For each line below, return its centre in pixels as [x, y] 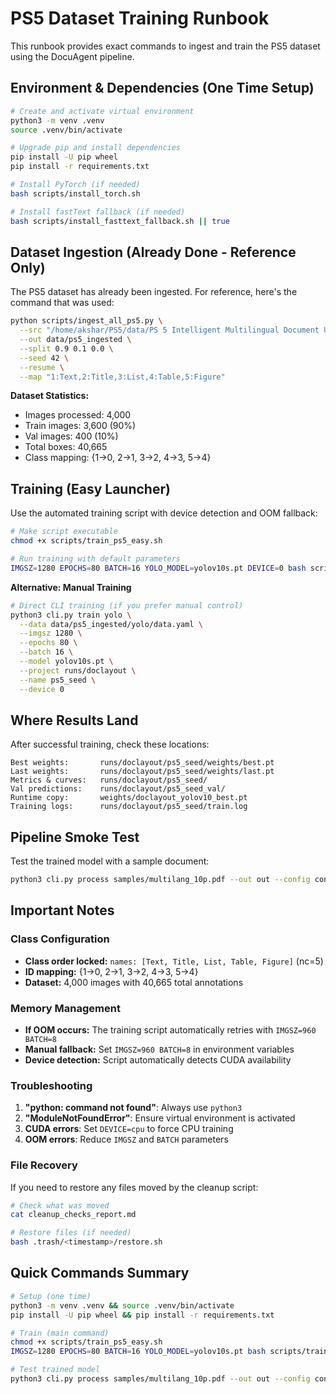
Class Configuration [60, 939]
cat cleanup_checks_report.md [73, 1215]
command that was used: [62, 303]
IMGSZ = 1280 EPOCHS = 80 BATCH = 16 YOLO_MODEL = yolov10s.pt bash [138, 1352]
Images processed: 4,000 [78, 415]
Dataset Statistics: [50, 396]
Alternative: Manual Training [71, 587]
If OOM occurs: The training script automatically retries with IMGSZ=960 [170, 1029]
